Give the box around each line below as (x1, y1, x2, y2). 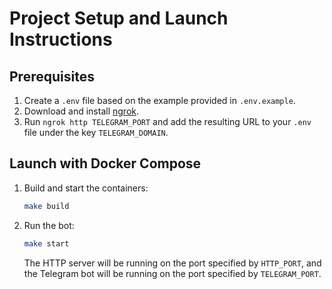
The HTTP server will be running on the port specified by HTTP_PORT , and (23, 257, 322, 269)
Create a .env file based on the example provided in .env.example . (23, 95, 296, 106)
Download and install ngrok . (23, 105, 140, 117)
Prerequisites (9, 68, 95, 85)
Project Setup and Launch (9, 7, 229, 30)
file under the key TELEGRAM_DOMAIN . (23, 127, 169, 138)
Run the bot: (23, 219, 75, 231)
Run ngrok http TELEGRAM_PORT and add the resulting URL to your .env (23, 116, 312, 127)
